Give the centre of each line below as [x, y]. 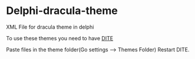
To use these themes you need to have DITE [60, 38]
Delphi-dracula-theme [62, 11]
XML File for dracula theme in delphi [50, 27]
